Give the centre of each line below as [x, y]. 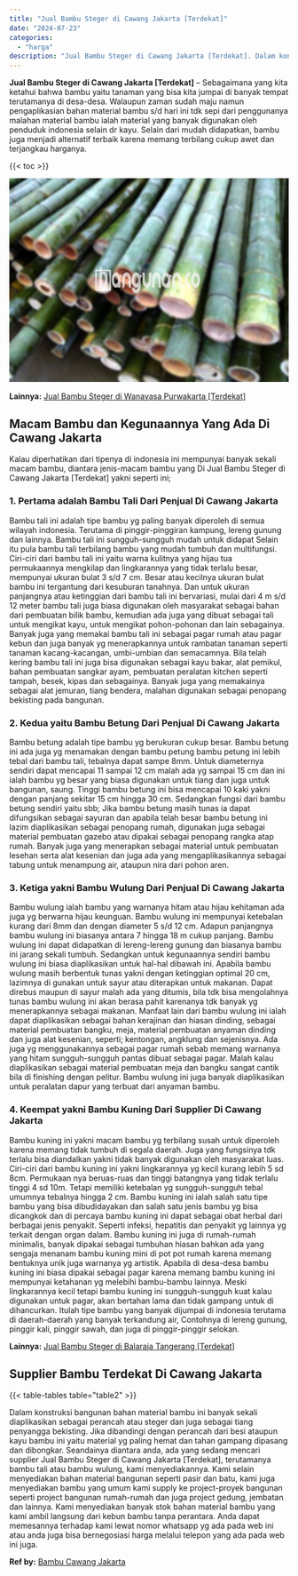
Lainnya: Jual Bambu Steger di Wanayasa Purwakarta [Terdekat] [128, 396]
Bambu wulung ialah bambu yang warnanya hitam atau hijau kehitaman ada [147, 907]
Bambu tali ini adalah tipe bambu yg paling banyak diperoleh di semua [137, 521]
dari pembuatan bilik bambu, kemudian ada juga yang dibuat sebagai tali [141, 615]
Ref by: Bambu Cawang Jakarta [67, 1562]
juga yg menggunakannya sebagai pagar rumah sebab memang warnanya [145, 1049]
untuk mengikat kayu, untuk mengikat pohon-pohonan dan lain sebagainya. [147, 624]
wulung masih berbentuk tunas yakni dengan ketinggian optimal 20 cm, [140, 974]
